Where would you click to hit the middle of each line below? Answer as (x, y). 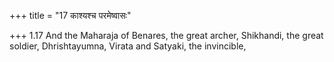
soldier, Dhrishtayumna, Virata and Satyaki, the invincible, (128, 46)
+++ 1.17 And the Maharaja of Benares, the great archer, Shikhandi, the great (166, 35)
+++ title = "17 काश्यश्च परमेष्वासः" (70, 15)
